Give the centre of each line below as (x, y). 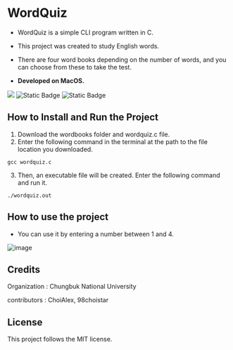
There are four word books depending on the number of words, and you (122, 59)
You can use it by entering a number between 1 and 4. (96, 234)
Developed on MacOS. (51, 80)
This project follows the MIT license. (60, 339)
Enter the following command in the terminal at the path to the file (112, 141)
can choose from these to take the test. (75, 67)
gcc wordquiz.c (30, 162)
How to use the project (58, 217)
